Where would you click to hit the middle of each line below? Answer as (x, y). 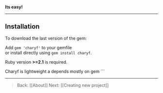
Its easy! (14, 7)
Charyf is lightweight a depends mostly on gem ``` (55, 71)
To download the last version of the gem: (46, 38)
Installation (22, 27)
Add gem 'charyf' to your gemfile (38, 47)
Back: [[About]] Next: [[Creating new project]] (63, 85)
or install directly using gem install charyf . (49, 53)
